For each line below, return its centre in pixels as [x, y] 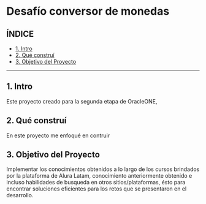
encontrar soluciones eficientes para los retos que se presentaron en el [97, 189]
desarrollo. [20, 195]
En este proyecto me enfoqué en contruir [58, 135]
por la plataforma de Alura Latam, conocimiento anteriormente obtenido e [99, 176]
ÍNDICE [20, 34]
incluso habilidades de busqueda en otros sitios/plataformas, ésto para [96, 183]
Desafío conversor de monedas [88, 11]
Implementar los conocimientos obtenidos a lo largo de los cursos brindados [103, 169]
